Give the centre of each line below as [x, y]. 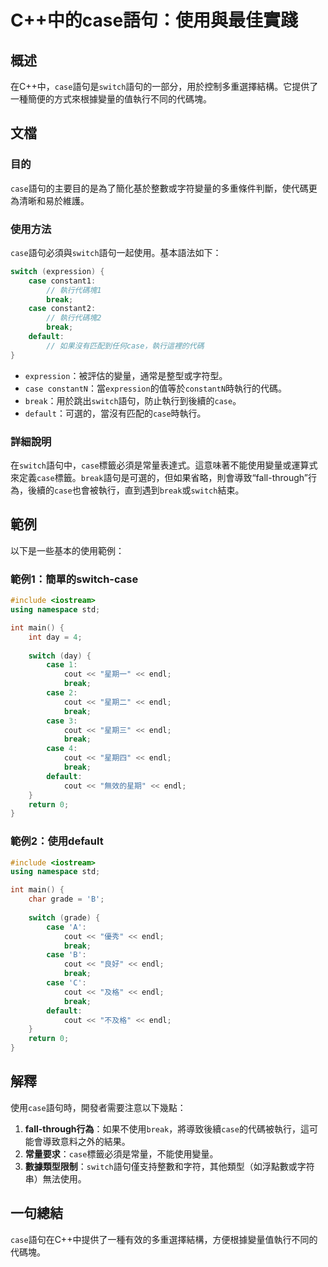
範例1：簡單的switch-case [74, 579]
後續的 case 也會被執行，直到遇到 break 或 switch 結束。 [136, 490]
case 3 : [62, 721]
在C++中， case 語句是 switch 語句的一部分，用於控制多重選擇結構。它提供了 [164, 86]
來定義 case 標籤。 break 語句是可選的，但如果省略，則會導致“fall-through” [159, 478]
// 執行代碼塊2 [74, 318]
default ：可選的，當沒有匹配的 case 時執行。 [115, 413]
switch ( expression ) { [57, 271]
